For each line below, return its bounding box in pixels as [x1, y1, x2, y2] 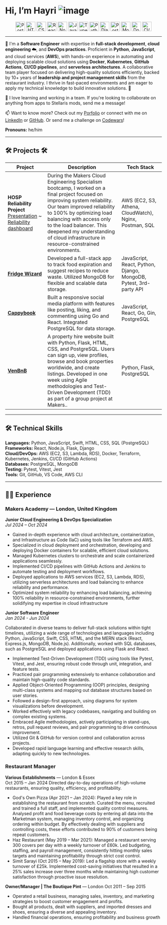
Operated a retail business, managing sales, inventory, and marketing [12, 893, 155, 899]
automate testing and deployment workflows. [12, 569, 105, 575]
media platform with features [47, 300, 115, 307]
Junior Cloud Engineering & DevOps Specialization [5, 517, 112, 523]
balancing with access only [47, 215, 111, 222]
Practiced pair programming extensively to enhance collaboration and [12, 672, 156, 677]
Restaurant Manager [5, 763, 56, 770]
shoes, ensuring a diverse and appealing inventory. [12, 909, 117, 915]
